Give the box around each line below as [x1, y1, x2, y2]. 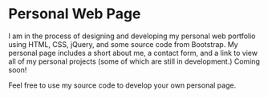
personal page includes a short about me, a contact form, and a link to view [8, 48, 258, 57]
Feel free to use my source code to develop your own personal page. [8, 80, 237, 90]
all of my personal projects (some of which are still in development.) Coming [8, 57, 261, 66]
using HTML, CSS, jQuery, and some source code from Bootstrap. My [8, 39, 238, 49]
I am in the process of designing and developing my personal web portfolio [8, 31, 256, 41]
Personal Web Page [8, 5, 141, 23]
